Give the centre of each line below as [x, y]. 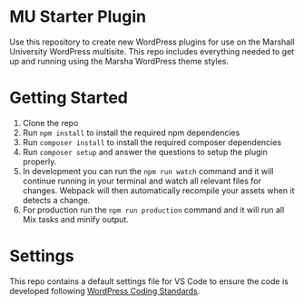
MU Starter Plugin [78, 17]
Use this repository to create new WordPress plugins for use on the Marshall [152, 42]
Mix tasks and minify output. [75, 219]
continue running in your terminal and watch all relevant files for [142, 181]
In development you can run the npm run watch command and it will [148, 171]
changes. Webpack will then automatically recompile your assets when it [158, 190]
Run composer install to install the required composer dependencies [152, 142]
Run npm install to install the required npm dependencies [131, 133]
